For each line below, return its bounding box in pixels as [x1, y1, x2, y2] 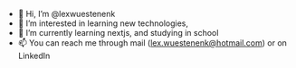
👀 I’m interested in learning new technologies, [17, 18, 188, 29]
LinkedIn [17, 50, 51, 61]
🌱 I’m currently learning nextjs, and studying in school [17, 28, 219, 38]
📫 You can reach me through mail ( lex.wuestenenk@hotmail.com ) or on [17, 38, 288, 48]
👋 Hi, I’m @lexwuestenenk [17, 9, 116, 19]
